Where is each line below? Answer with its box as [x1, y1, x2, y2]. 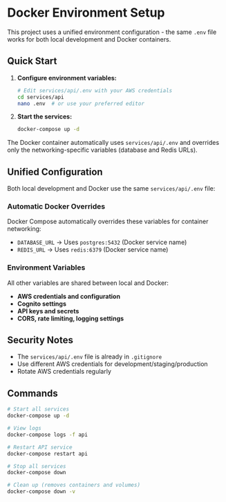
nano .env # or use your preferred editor [17, 100, 145, 107]
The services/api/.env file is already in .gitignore [17, 352, 162, 361]
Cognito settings [17, 300, 67, 308]
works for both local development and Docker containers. [7, 35, 171, 43]
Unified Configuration [7, 166, 103, 178]
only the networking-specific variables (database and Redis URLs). [7, 146, 198, 154]
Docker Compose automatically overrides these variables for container [7, 217, 209, 226]
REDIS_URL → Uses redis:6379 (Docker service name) [17, 245, 169, 254]
